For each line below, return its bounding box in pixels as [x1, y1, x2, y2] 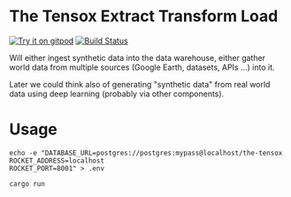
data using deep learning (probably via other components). [9, 88, 225, 99]
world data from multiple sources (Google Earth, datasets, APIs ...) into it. [9, 62, 276, 72]
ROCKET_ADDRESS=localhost [9, 156, 104, 165]
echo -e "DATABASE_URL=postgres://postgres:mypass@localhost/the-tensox [9, 148, 283, 157]
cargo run [9, 179, 46, 188]
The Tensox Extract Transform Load [9, 6, 279, 27]
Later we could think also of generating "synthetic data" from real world [9, 79, 271, 89]
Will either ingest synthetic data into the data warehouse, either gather [9, 52, 266, 63]
